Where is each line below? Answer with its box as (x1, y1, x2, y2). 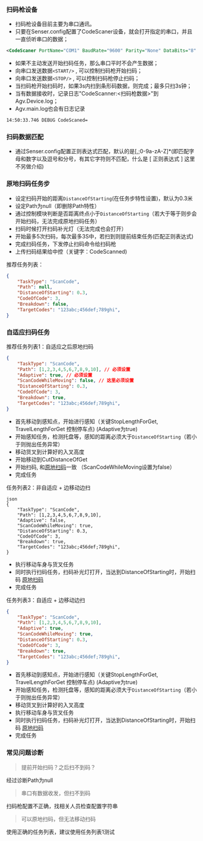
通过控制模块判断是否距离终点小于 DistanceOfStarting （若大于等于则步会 (15, 210, 197, 217)
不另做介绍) (15, 163, 44, 170)
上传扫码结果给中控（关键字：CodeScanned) (15, 247, 127, 255)
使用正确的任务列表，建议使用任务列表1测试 (6, 828, 115, 836)
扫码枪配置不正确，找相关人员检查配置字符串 (6, 802, 118, 809)
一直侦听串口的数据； (15, 35, 68, 43)
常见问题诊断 (6, 749, 44, 757)
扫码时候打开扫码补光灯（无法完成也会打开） (15, 225, 127, 232)
